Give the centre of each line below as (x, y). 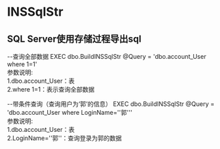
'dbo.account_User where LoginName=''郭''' (70, 112)
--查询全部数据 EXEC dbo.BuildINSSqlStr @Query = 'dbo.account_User (107, 56)
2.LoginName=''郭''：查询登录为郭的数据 (65, 138)
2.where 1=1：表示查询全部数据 (51, 89)
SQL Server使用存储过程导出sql (74, 39)
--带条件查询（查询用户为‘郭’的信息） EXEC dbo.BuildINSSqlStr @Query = (111, 104)
